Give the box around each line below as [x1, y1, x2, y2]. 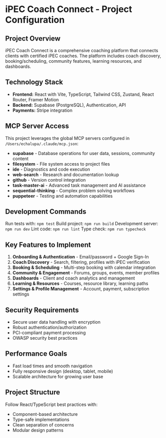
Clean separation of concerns [12, 421, 74, 427]
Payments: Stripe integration [12, 107, 73, 113]
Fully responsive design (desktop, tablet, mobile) [12, 368, 113, 374]
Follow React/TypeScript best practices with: [5, 401, 98, 407]
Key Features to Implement [5, 240, 91, 249]
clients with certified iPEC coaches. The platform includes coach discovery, [5, 53, 161, 59]
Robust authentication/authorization [12, 325, 87, 331]
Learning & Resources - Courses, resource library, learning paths [12, 280, 148, 286]
